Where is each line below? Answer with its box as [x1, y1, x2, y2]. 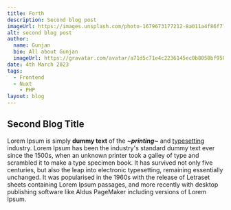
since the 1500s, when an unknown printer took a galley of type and [7, 151, 199, 159]
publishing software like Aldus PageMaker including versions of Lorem [7, 187, 207, 196]
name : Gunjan [13, 42, 51, 49]
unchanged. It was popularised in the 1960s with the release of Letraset [7, 173, 210, 181]
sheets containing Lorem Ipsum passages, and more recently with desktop [7, 180, 219, 189]
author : [7, 36, 30, 43]
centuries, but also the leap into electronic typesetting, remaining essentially [7, 165, 223, 174]
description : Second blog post [7, 16, 97, 23]
